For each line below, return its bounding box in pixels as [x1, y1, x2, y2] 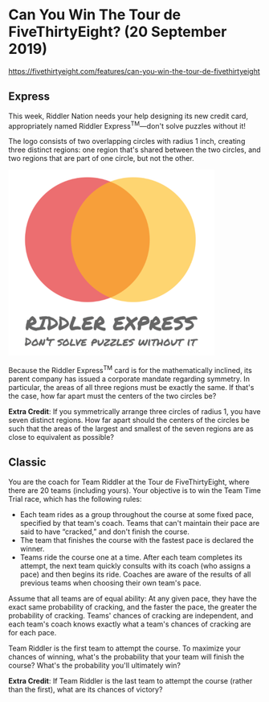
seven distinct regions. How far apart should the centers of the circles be [8, 416, 251, 425]
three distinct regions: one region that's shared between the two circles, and [8, 145, 261, 154]
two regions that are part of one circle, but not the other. [8, 154, 194, 163]
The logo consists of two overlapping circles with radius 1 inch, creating [8, 137, 246, 146]
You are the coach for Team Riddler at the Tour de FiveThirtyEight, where [8, 477, 251, 486]
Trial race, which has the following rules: [8, 494, 142, 503]
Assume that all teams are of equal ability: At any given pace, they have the [8, 593, 257, 603]
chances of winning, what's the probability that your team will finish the [8, 651, 245, 661]
